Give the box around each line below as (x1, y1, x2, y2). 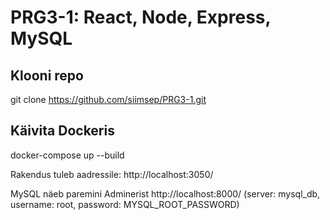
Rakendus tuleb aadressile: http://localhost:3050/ (10, 168, 214, 180)
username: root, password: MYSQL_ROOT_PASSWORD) (10, 198, 240, 210)
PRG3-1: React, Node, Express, (10, 6, 271, 29)
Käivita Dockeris (10, 122, 115, 140)
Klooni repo (10, 67, 84, 84)
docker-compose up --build (10, 149, 125, 161)
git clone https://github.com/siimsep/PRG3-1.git (10, 94, 207, 105)
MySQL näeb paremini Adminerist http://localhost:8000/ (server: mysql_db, (10, 187, 321, 200)
